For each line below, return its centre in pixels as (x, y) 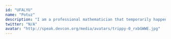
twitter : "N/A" (21, 24)
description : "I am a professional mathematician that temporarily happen (86, 19)
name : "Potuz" (20, 15)
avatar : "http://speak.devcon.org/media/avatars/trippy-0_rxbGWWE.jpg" (83, 29)
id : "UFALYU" (19, 10)
